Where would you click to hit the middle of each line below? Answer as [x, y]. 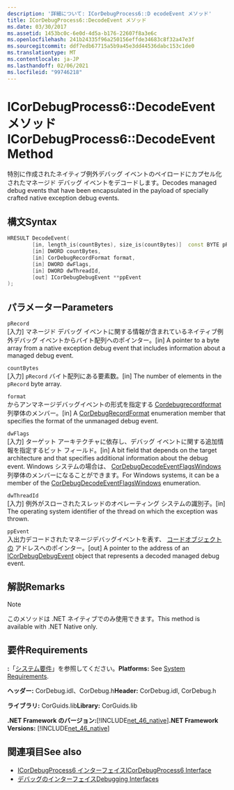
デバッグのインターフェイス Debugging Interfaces [88, 779]
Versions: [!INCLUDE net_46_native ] [58, 728]
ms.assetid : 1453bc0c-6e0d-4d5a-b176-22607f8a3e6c [82, 33]
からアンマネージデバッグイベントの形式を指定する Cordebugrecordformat [114, 404]
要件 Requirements [48, 650]
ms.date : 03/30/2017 [37, 27]
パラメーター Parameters [60, 307]
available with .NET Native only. [53, 627]
